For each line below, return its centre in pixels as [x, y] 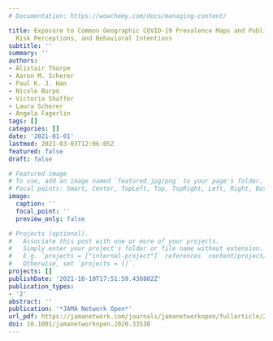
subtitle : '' [30, 45]
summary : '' [28, 54]
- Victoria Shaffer [41, 98]
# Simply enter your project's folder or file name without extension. [136, 248]
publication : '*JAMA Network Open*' [70, 309]
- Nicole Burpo [34, 91]
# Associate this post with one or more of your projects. [114, 241]
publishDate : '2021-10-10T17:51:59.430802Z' [85, 278]
